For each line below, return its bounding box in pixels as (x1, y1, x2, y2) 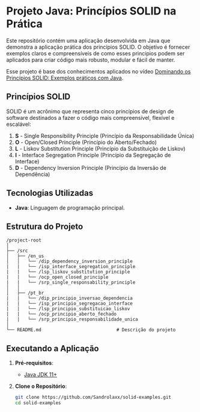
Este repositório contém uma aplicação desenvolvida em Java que (6, 37, 171, 44)
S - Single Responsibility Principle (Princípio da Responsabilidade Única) (14, 132, 195, 139)
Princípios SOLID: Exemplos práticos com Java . (6, 74, 124, 81)
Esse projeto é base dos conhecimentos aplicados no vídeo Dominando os (6, 67, 191, 75)
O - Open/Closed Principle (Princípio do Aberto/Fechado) (14, 139, 157, 146)
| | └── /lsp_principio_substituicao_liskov (6, 306, 130, 312)
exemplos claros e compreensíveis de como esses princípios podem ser (6, 49, 185, 57)
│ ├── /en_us (6, 253, 44, 260)
